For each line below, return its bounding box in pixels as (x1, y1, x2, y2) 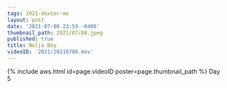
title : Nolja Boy (7, 42, 57, 49)
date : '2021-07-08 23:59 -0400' (7, 23, 100, 30)
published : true (7, 36, 54, 43)
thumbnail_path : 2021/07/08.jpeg (7, 29, 103, 36)
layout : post (7, 16, 45, 23)
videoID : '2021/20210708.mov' (7, 49, 94, 56)
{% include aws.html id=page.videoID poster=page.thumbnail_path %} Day (7, 67, 220, 76)
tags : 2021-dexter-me (7, 10, 69, 17)
